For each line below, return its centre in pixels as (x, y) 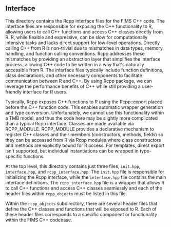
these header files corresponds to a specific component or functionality (81, 214)
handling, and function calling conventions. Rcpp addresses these (75, 53)
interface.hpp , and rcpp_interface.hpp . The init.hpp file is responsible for (85, 172)
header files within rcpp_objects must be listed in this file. (66, 193)
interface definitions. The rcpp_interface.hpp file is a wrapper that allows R (85, 182)
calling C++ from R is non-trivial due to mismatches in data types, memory (84, 48)
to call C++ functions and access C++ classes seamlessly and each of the (84, 188)
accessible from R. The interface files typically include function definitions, (84, 70)
